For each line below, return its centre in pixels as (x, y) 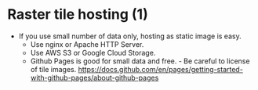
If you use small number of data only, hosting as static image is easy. (130, 36)
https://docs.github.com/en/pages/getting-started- (161, 69)
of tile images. (53, 69)
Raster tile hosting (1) (78, 14)
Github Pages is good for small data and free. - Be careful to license (140, 61)
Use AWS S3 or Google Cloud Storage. (93, 52)
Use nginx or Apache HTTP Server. (87, 44)
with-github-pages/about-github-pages (94, 77)
